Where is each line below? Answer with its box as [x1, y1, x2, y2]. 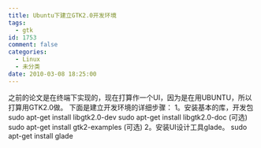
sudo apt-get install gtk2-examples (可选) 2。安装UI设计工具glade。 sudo [8, 122, 248, 131]
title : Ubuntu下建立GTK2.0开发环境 [8, 11, 117, 20]
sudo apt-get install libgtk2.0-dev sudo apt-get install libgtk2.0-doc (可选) [8, 112, 248, 122]
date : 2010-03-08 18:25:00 [8, 70, 97, 78]
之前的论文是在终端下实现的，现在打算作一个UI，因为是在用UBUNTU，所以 [8, 92, 252, 102]
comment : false [8, 41, 58, 49]
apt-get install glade [8, 131, 73, 140]
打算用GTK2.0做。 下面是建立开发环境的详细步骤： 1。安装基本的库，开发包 [8, 102, 254, 112]
